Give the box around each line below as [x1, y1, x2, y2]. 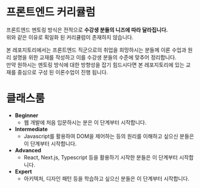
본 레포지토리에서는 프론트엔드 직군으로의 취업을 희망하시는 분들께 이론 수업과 [6, 46, 187, 54]
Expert [14, 168, 32, 175]
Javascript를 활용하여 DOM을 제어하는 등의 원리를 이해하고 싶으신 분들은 [23, 132, 195, 140]
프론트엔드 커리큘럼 [6, 5, 96, 19]
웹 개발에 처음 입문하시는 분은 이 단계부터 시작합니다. [23, 118, 147, 126]
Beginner [14, 111, 39, 119]
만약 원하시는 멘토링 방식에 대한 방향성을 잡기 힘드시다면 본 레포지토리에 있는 [6, 61, 185, 68]
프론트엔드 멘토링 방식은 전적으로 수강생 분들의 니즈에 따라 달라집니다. [6, 26, 168, 33]
